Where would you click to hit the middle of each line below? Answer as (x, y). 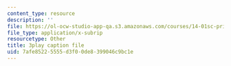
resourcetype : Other (37, 39)
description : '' (30, 20)
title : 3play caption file (46, 45)
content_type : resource (41, 13)
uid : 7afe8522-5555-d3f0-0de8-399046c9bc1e (70, 52)
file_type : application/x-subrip (55, 33)
